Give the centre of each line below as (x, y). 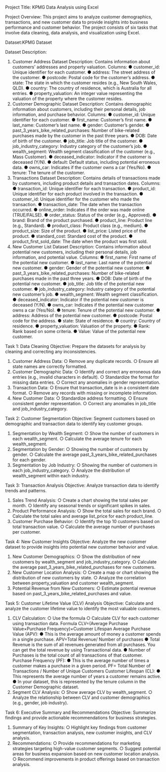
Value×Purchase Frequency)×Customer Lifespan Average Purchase (81, 629)
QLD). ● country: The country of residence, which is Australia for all (82, 88)
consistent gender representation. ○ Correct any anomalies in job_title (84, 403)
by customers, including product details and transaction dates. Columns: (86, 183)
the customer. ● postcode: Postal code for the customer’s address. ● (83, 77)
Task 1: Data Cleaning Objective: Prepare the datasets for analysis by (75, 346)
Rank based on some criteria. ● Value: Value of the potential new (79, 331)
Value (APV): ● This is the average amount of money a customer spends (86, 634)
